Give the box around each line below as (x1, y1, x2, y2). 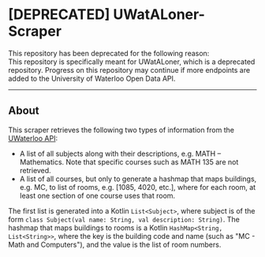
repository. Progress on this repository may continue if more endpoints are (8, 65, 251, 74)
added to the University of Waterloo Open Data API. (8, 74, 176, 83)
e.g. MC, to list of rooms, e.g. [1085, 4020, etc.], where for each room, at (19, 182, 256, 191)
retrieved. (19, 165, 51, 175)
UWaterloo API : (8, 133, 58, 143)
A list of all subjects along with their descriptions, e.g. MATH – (19, 149, 222, 158)
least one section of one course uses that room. (19, 191, 176, 200)
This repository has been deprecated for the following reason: (8, 48, 210, 58)
